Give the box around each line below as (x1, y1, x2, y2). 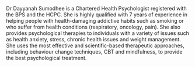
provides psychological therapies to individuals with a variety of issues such (6, 30, 190, 37)
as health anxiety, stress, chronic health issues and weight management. (6, 36, 181, 43)
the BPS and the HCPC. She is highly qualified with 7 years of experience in (6, 11, 188, 18)
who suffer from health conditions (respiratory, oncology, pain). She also (6, 23, 181, 30)
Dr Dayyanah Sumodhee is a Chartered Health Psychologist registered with (6, 5, 187, 12)
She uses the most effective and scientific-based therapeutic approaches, (6, 42, 185, 49)
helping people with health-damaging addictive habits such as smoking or (6, 17, 184, 24)
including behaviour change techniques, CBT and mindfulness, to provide (6, 48, 183, 55)
